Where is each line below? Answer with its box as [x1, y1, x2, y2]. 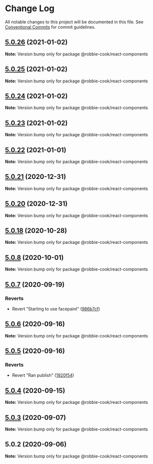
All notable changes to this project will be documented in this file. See [5, 19, 144, 25]
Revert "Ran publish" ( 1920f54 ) [12, 372, 74, 378]
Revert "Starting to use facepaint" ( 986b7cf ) [12, 306, 100, 312]
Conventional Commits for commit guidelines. [5, 24, 96, 30]
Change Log [5, 3, 55, 14]
